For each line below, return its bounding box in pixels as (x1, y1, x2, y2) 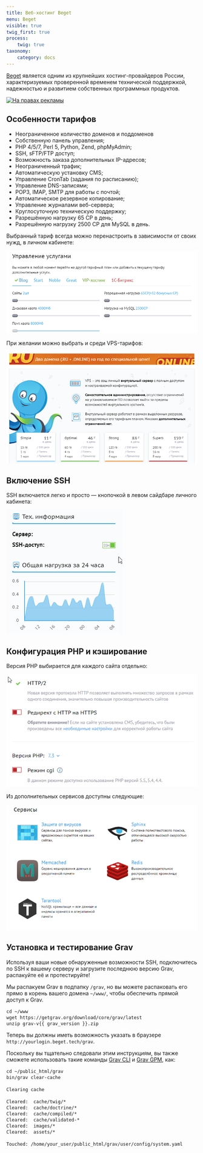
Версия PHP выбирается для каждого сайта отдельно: (6, 662, 148, 669)
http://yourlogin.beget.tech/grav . (6, 1037, 95, 1045)
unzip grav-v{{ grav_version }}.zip (6, 1020, 99, 1027)
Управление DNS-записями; (15, 182, 88, 189)
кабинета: (6, 498, 32, 506)
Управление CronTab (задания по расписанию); (15, 175, 139, 182)
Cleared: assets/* (6, 1129, 56, 1135)
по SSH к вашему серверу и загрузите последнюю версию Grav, (6, 964, 175, 972)
